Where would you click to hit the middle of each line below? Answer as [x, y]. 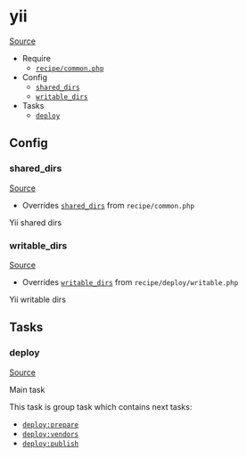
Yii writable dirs [38, 299]
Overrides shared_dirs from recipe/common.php [108, 205]
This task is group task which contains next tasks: [101, 406]
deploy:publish [50, 444]
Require [37, 58]
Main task [27, 389]
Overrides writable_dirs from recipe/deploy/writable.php [130, 282]
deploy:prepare [50, 425]
